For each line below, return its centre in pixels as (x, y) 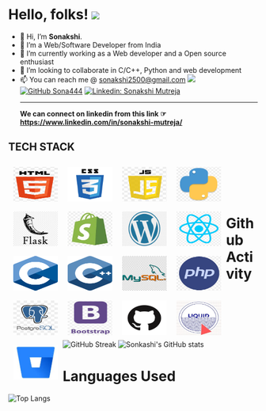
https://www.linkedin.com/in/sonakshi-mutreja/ (101, 122)
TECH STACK (42, 147)
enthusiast (36, 62)
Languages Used (120, 376)
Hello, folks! (48, 15)
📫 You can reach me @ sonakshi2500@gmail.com (103, 79)
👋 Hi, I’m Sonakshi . (51, 36)
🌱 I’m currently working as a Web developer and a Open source (123, 53)
